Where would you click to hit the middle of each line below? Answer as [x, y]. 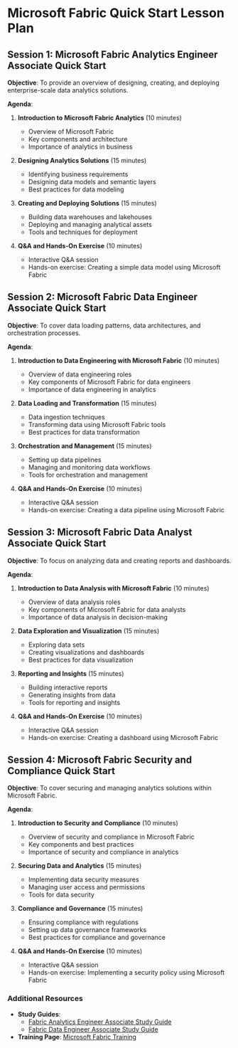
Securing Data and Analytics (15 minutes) [80, 866]
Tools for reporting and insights [74, 702]
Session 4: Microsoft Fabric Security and [100, 760]
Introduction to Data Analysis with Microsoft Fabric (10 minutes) [113, 588]
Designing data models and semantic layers [92, 182]
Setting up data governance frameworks [87, 930]
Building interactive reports [68, 687]
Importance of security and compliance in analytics [103, 852]
